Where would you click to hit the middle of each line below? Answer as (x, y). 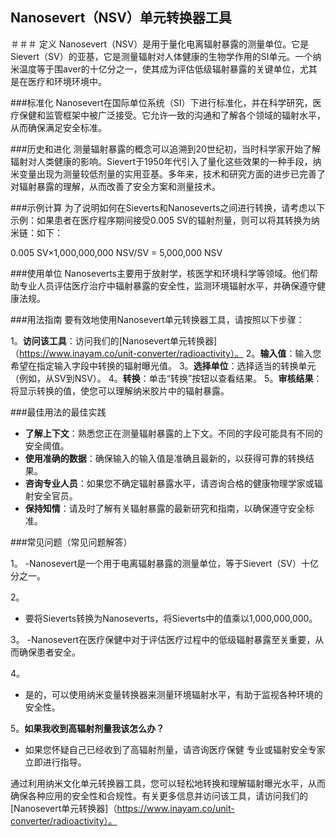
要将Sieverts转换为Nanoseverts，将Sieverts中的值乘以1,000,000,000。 (171, 618)
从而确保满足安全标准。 (58, 127)
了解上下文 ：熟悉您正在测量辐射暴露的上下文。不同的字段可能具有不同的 (173, 433)
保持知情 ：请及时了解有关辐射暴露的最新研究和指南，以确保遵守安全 (165, 508)
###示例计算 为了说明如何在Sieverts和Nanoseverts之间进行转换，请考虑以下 (168, 207)
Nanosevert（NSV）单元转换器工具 (121, 18)
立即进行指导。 (55, 762)
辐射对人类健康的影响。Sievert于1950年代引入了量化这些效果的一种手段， (161, 161)
